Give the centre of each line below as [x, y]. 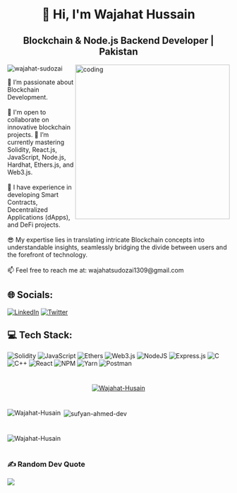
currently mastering [36, 142]
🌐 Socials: [30, 295]
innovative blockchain [39, 127]
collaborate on [28, 120]
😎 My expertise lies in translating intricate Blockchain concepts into [106, 240]
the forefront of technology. [48, 255]
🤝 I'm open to [27, 112]
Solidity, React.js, [32, 150]
